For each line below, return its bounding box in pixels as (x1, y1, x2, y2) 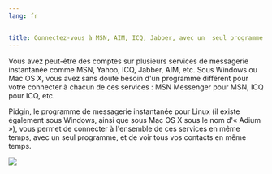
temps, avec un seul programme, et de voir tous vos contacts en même (8, 132, 247, 142)
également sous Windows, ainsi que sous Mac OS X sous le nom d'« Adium (8, 115, 261, 124)
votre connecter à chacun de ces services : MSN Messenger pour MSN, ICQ (8, 82, 264, 92)
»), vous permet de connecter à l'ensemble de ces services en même (8, 124, 241, 133)
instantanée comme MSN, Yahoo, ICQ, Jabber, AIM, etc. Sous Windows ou (8, 64, 258, 74)
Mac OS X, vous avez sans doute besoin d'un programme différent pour (8, 73, 249, 83)
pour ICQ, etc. (8, 90, 55, 100)
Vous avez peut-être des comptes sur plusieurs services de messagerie (8, 56, 249, 66)
